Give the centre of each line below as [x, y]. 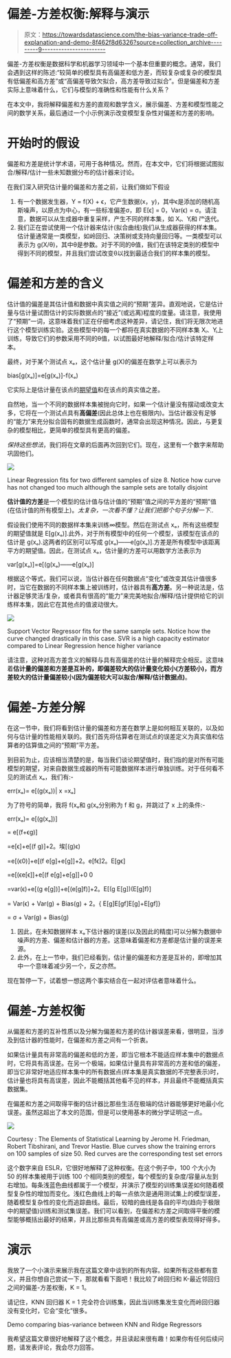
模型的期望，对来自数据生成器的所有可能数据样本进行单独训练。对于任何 [109, 768]
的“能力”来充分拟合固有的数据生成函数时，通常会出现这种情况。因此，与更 [112, 421]
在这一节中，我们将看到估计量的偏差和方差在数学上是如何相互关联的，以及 [112, 728]
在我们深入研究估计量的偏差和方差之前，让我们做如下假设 [88, 187]
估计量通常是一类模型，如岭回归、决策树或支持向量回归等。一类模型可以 [119, 236]
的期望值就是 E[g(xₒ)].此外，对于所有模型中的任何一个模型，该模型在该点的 [113, 533]
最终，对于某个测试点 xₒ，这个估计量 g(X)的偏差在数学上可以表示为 [102, 362]
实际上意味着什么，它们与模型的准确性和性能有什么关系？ [88, 90]
